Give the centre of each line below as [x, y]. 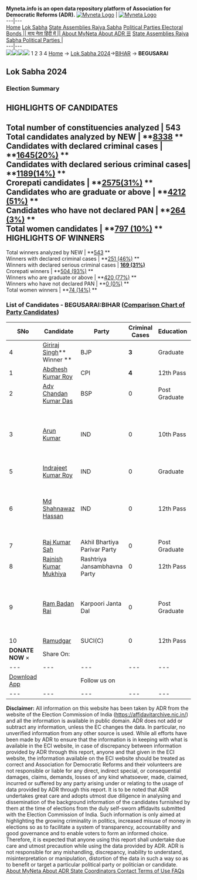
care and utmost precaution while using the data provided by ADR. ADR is [95, 846]
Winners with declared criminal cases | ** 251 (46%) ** [73, 258]
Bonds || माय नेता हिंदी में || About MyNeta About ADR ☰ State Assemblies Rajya [98, 34]
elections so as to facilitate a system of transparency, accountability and [93, 827]
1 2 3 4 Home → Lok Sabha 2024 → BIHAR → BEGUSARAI [100, 53]
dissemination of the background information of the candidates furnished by [98, 802]
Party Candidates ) [33, 313]
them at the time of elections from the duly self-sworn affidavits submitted [96, 808]
